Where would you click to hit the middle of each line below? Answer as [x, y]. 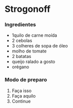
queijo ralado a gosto [34, 62]
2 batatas [22, 56]
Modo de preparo [26, 80]
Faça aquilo [24, 96]
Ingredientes [20, 25]
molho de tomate [29, 51]
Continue [21, 101]
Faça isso [22, 91]
